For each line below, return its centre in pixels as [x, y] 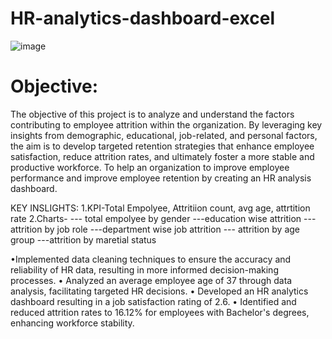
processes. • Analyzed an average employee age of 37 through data [151, 280]
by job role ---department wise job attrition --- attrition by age [172, 229]
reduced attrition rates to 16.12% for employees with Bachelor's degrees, [160, 312]
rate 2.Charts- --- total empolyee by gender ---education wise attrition [156, 218]
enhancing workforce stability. [72, 323]
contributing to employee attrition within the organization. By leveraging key [166, 124]
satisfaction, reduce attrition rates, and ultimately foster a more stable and [162, 156]
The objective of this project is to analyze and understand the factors [152, 114]
